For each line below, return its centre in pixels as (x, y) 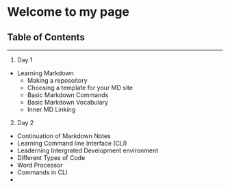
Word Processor (40, 165)
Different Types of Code (51, 158)
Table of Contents (46, 37)
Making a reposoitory (57, 80)
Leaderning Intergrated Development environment (88, 150)
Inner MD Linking (51, 109)
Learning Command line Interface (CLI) (72, 143)
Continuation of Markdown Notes (64, 136)
